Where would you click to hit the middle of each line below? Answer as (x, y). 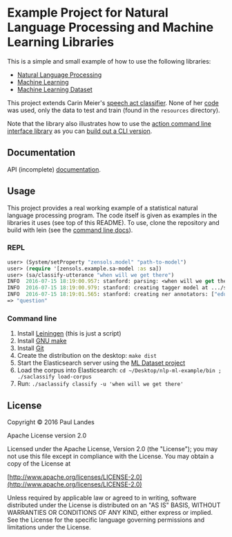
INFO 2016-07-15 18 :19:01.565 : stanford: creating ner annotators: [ (111, 294)
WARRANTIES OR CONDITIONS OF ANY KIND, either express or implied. (110, 513)
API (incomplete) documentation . (54, 169)
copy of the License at (39, 464)
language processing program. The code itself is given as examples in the (112, 215)
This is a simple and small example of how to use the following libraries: (109, 61)
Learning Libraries (61, 42)
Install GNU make (42, 341)
